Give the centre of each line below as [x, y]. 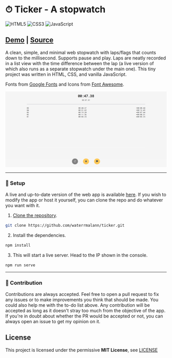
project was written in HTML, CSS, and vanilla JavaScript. [66, 74]
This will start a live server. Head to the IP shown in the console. [80, 255]
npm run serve [20, 265]
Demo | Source [29, 40]
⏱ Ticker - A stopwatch [56, 9]
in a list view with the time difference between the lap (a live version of [80, 63]
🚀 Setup [15, 183]
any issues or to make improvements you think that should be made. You [82, 300]
